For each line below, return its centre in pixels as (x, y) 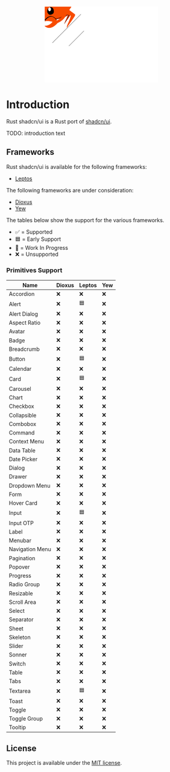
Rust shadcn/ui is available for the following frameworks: (77, 166)
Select (17, 611)
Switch (17, 664)
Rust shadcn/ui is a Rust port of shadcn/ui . (59, 121)
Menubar (20, 541)
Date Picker (23, 459)
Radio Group (24, 584)
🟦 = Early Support (38, 239)
